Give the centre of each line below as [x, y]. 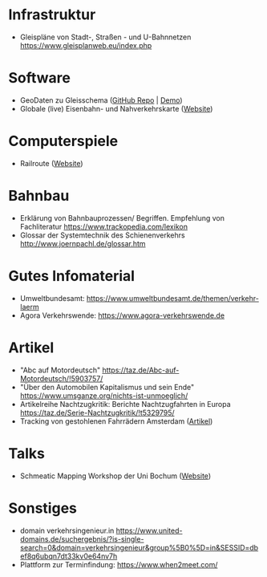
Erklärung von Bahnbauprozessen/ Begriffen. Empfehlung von [122, 217]
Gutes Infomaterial [71, 276]
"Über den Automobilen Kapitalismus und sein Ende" [107, 387]
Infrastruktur [52, 15]
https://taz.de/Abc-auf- [141, 370]
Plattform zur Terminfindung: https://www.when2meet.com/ [119, 564]
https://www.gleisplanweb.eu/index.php [86, 45]
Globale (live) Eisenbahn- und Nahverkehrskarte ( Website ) [116, 108]
